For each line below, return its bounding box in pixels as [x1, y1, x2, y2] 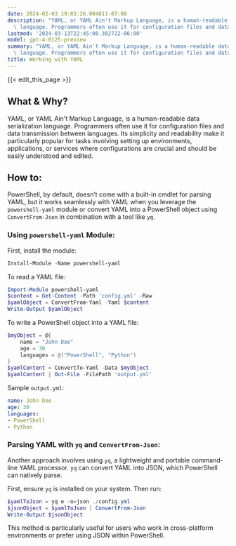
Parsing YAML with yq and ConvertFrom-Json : [7, 440, 161, 450]
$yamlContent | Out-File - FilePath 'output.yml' [7, 371, 152, 378]
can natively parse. [7, 471, 63, 479]
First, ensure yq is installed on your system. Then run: [7, 484, 162, 493]
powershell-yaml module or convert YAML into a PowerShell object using [7, 205, 218, 214]
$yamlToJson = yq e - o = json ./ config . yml [7, 498, 131, 505]
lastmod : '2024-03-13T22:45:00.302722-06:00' [7, 29, 143, 37]
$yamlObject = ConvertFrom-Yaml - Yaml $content [7, 299, 150, 306]
